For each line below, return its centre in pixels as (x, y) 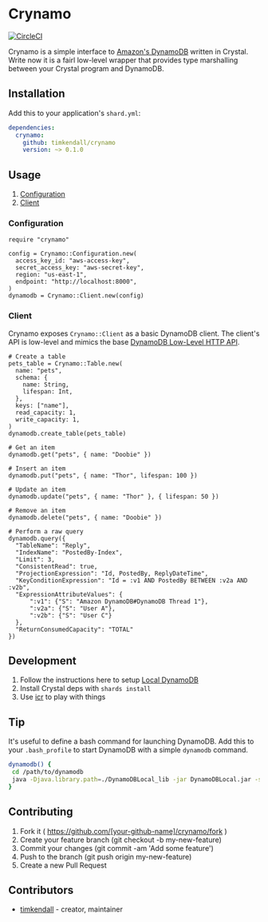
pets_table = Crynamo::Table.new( (66, 363)
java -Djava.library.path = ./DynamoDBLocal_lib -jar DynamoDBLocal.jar (131, 780)
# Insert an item (37, 469)
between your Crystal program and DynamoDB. (87, 68)
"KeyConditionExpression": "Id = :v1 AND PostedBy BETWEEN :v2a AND (132, 581)
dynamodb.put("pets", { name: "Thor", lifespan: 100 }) (103, 475)
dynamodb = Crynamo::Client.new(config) (77, 296)
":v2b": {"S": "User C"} (71, 615)
